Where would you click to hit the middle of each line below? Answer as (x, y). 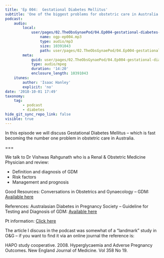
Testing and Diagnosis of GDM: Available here (51, 211)
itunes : (21, 78)
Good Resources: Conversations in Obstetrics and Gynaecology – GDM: (77, 191)
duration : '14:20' (50, 69)
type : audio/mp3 (56, 42)
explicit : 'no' (38, 87)
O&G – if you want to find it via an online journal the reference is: (70, 235)
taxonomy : (15, 96)
